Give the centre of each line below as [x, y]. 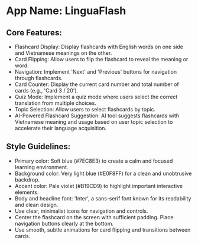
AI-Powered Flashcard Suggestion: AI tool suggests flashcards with [97, 116]
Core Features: [34, 33]
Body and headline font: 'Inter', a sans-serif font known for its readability [103, 198]
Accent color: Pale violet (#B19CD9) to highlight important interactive [99, 186]
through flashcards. [39, 78]
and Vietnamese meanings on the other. [63, 53]
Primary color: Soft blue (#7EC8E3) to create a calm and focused [94, 161]
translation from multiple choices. [55, 103]
